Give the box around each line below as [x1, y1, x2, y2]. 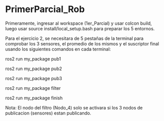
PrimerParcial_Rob [5, 4, 85, 15]
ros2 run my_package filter [5, 85, 61, 91]
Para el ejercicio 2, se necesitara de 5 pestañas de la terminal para [5, 35, 144, 41]
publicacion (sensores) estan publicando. [5, 110, 92, 116]
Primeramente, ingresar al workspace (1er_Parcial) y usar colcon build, [5, 20, 152, 26]
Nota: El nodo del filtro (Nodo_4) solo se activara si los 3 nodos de [5, 104, 143, 110]
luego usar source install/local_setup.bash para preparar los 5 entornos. [5, 25, 155, 31]
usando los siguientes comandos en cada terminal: [5, 46, 111, 52]
